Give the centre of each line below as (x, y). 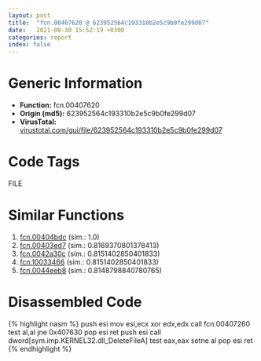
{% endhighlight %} (40, 348)
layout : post (29, 15)
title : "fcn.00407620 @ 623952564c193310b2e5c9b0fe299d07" (109, 23)
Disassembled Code (75, 302)
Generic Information (75, 84)
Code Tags (44, 162)
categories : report (40, 37)
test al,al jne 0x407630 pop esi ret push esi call (85, 332)
